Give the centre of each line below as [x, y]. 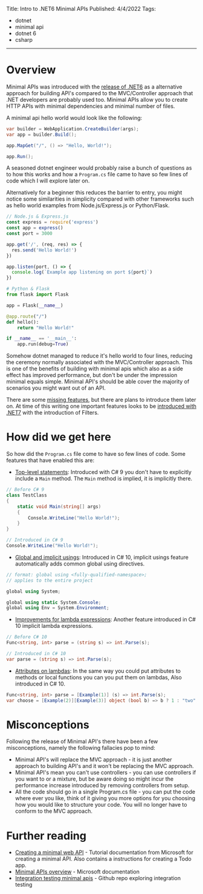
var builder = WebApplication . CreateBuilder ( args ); [72, 129]
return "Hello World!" [46, 328]
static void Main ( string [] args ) [59, 506]
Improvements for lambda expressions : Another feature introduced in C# [105, 619]
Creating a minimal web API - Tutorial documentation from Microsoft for [104, 852]
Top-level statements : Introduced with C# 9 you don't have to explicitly [103, 472]
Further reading [46, 836]
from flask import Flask [37, 295]
